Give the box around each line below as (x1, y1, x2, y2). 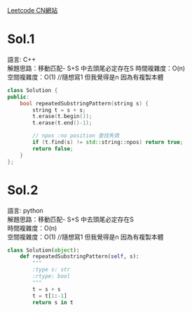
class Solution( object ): (7, 247, 80, 254)
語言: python (7, 206, 43, 214)
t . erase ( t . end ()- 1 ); (32, 119, 92, 126)
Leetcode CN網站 (7, 6, 58, 14)
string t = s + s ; (32, 106, 86, 114)
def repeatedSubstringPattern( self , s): (20, 253, 139, 260)
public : (7, 93, 30, 100)
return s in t (32, 299, 74, 306)
